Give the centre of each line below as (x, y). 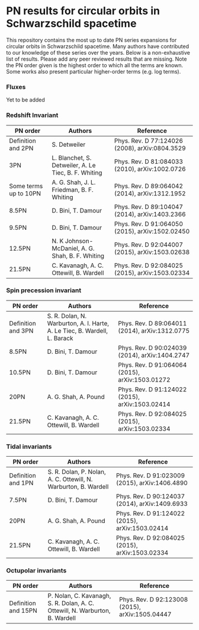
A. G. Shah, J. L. (74, 182)
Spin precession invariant (44, 290)
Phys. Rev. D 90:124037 (150, 496)
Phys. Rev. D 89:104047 (149, 207)
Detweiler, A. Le (74, 165)
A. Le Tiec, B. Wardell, (78, 331)
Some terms (26, 186)
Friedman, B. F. (73, 189)
